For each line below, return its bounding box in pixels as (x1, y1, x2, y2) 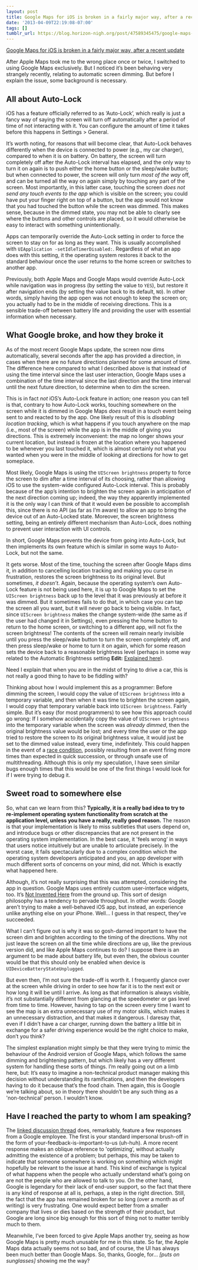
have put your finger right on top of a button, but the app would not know (6, 196, 184, 203)
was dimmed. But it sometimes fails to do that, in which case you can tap (6, 598, 183, 605)
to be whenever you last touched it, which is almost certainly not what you (6, 445, 187, 452)
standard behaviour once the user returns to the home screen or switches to (6, 258, 192, 265)
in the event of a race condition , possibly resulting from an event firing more (6, 746, 191, 754)
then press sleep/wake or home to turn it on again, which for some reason (6, 642, 186, 649)
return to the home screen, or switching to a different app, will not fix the (6, 623, 183, 630)
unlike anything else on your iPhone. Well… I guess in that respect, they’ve (6, 909, 187, 917)
